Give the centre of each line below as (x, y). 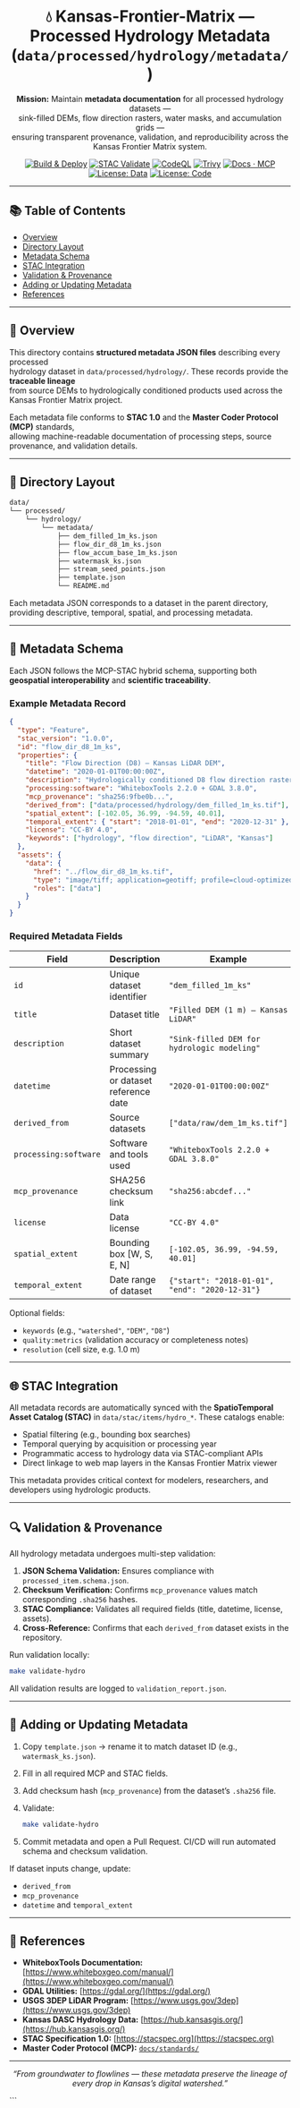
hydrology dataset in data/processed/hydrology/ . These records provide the (149, 371)
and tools (129, 1155)
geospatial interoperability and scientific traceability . (110, 680)
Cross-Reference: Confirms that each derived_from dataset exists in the (155, 1628)
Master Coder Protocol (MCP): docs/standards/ (110, 2048)
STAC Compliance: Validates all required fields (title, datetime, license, (152, 1609)
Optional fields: (37, 1313)
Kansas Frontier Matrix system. (150, 146)
